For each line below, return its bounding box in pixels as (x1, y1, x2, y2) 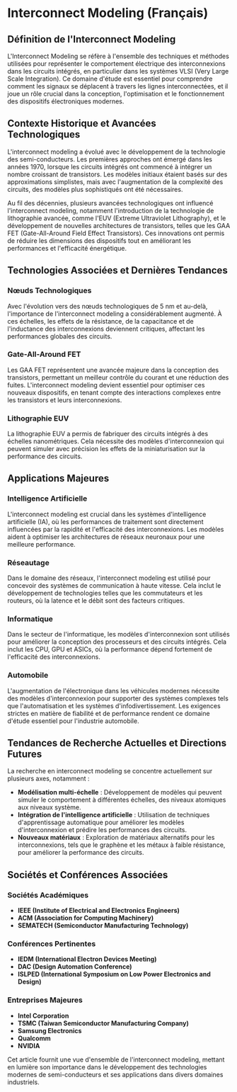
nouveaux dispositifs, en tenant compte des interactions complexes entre (7, 388, 221, 397)
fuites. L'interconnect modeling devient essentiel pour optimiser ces (7, 380, 205, 389)
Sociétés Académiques (7, 890, 89, 900)
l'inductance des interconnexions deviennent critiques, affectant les (7, 324, 205, 333)
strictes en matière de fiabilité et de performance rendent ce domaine (7, 709, 210, 717)
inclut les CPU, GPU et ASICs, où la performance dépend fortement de (7, 645, 212, 654)
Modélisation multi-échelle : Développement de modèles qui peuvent (17, 788, 222, 797)
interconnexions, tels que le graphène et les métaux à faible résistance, (17, 841, 226, 849)
